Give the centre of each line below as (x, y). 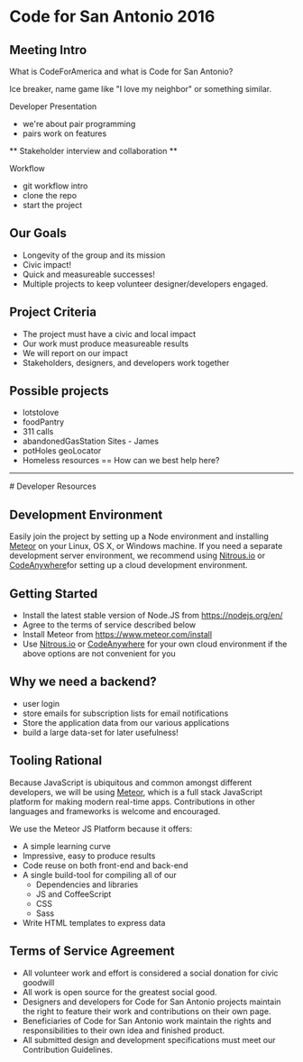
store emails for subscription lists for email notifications (125, 713)
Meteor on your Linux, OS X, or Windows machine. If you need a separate (146, 546)
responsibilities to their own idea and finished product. (124, 1030)
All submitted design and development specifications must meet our (149, 1039)
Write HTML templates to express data (94, 922)
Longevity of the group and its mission (94, 255)
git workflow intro (55, 186)
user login (41, 703)
